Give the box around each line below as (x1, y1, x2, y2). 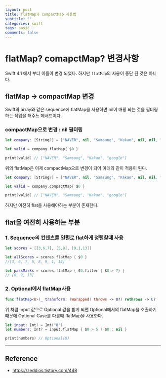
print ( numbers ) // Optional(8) (5, 336, 70, 341)
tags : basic (5, 26, 30, 31)
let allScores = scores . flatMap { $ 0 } (5, 254, 87, 259)
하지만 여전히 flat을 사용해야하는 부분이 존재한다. (5, 202, 99, 208)
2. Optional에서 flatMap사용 (5, 285, 71, 292)
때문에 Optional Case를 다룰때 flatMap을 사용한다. (5, 312, 104, 319)
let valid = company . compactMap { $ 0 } (5, 184, 85, 189)
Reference (5, 354, 38, 363)
